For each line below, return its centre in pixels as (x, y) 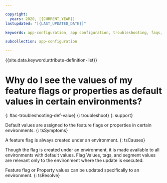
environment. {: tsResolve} (33, 175)
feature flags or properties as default (83, 91)
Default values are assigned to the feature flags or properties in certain (78, 125)
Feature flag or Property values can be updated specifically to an (72, 170)
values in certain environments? (74, 102)
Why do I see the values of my (69, 80)
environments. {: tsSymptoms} (37, 130)
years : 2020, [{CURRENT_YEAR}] (42, 19)
